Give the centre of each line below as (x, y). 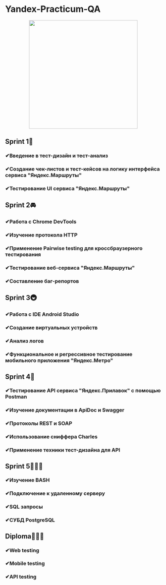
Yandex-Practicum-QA (53, 9)
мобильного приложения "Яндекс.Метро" (59, 360)
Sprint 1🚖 (19, 142)
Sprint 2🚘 (21, 205)
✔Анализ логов (25, 341)
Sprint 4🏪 (20, 377)
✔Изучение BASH (28, 480)
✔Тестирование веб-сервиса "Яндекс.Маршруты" (70, 268)
